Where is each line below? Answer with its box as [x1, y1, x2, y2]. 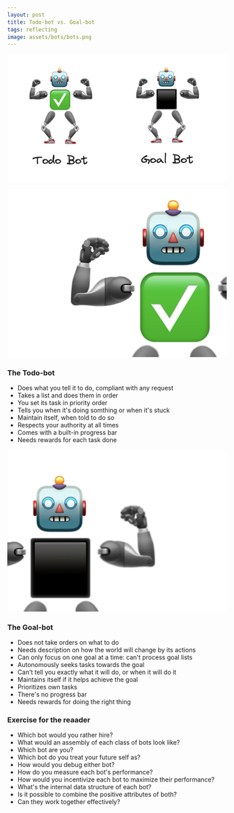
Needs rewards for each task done [17, 436, 117, 444]
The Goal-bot [7, 622, 54, 632]
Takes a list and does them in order [17, 391, 118, 400]
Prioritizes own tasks [17, 683, 78, 691]
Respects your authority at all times [17, 421, 119, 430]
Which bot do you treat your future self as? [17, 753, 141, 761]
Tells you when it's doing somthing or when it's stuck [17, 406, 171, 415]
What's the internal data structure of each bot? [17, 783, 152, 791]
